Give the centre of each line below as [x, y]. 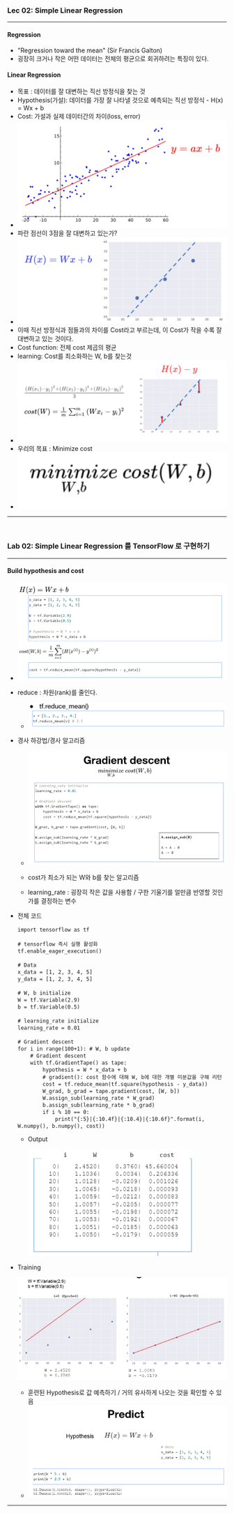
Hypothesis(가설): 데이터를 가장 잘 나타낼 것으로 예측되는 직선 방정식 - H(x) [120, 100]
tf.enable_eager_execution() [60, 951]
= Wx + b [31, 107]
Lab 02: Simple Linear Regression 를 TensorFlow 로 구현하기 [109, 546]
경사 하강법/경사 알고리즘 [51, 740]
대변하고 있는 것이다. [45, 339]
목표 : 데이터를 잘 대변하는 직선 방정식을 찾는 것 [81, 91]
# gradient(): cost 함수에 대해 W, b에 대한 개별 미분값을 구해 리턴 [132, 1078]
